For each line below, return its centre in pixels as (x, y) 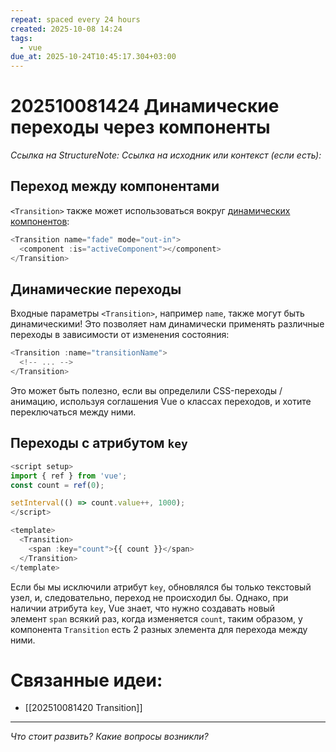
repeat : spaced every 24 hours (75, 19)
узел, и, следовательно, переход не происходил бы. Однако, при (149, 597)
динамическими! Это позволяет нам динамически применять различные (167, 324)
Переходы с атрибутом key (99, 443)
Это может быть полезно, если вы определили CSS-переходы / (146, 390)
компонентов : (40, 221)
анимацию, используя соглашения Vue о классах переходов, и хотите (161, 401)
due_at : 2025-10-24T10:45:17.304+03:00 (93, 57)
